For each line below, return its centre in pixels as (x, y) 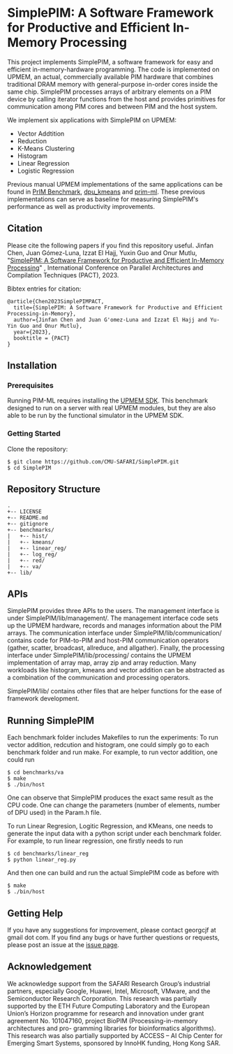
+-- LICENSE (24, 512)
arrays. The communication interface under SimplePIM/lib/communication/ (114, 633)
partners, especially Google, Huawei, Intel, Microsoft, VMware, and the (109, 991)
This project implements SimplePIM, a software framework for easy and (110, 62)
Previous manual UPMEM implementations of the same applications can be (115, 184)
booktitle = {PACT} (42, 338)
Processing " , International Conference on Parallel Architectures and (105, 268)
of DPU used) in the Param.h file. (54, 813)
